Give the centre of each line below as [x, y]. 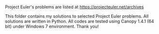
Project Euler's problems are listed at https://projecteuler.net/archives [74, 7]
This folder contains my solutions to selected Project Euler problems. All [77, 16]
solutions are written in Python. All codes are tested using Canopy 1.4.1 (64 [79, 21]
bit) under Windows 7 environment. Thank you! [52, 26]
